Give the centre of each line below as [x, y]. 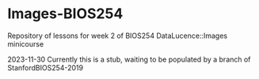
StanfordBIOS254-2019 [46, 67]
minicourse [26, 43]
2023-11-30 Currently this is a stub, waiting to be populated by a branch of [129, 59]
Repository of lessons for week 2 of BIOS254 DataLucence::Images [117, 36]
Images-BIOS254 [65, 14]
